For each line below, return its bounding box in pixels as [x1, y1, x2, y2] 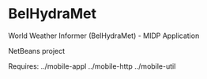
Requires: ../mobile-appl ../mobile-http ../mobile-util [8, 61, 176, 71]
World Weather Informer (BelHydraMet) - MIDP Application [8, 31, 200, 40]
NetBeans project [8, 46, 66, 55]
